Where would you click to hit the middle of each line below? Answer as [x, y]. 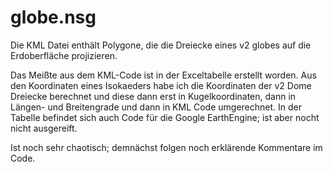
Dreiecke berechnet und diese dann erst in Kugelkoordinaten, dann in [153, 96]
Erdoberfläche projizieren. [64, 55]
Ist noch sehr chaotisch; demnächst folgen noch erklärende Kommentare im [166, 147]
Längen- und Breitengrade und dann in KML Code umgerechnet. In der [156, 107]
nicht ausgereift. [44, 128]
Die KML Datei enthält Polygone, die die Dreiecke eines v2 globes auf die [161, 45]
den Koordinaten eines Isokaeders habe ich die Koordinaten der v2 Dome [161, 85]
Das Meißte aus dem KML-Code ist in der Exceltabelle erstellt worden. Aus [163, 75]
